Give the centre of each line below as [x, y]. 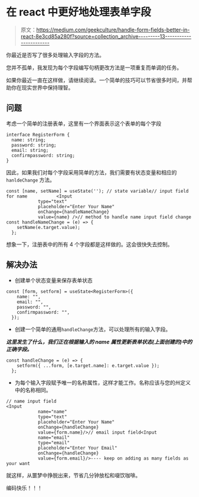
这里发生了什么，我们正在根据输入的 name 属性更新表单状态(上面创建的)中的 [99, 342]
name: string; [29, 140]
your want [18, 463]
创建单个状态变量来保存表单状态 [53, 280]
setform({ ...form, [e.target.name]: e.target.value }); [88, 365]
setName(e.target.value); [49, 227]
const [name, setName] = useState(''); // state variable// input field [97, 191]
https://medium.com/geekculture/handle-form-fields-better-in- [113, 30]
